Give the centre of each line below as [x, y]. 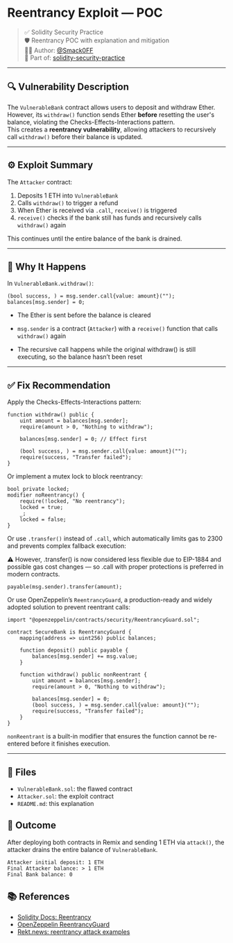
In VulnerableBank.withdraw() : [50, 284]
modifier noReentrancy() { [46, 495]
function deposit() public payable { [74, 651]
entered [18, 744]
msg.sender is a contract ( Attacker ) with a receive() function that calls [118, 329]
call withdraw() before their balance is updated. [75, 136]
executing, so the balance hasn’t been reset [80, 357]
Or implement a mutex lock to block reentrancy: [75, 476]
